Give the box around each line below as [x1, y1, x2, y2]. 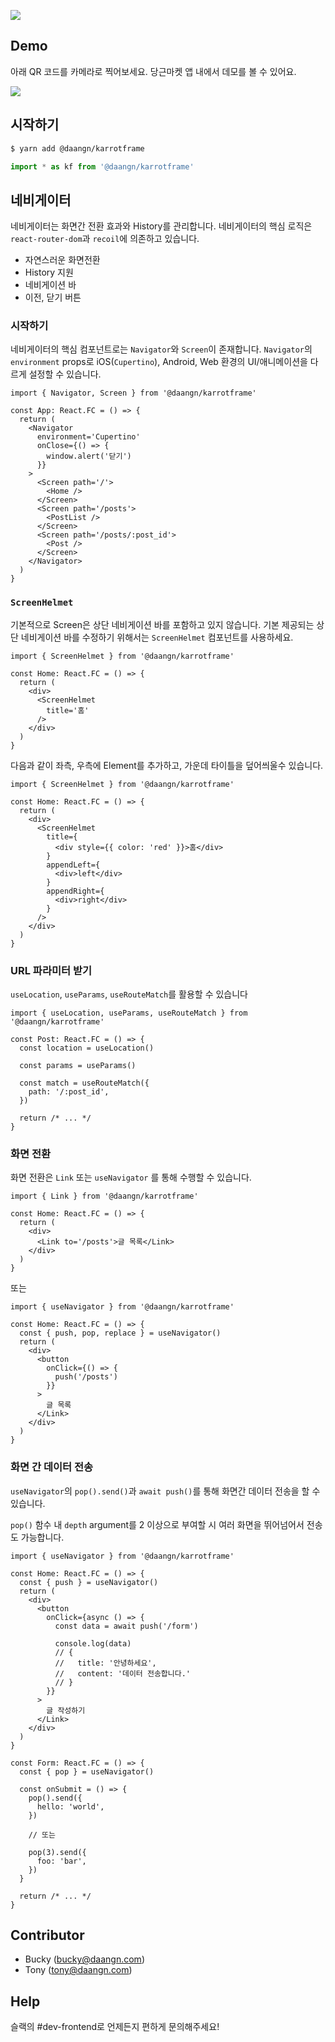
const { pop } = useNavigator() [19, 1766, 155, 1777]
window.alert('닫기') [46, 451, 132, 462]
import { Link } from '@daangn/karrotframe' [10, 1191, 199, 1202]
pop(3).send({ [28, 1847, 87, 1857]
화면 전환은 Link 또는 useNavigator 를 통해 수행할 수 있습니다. [10, 1171, 252, 1184]
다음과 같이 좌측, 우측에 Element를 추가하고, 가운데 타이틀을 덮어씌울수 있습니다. [10, 759, 324, 771]
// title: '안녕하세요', [54, 1658, 157, 1668]
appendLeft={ [46, 860, 101, 870]
